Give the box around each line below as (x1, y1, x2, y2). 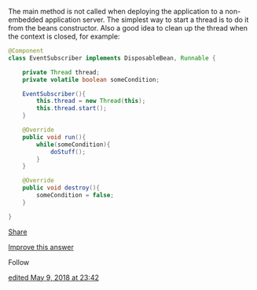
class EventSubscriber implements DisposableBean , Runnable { (8, 54, 216, 62)
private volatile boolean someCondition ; (22, 75, 160, 83)
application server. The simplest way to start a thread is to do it (44, 15, 249, 24)
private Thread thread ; (22, 68, 101, 76)
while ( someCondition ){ (36, 141, 111, 149)
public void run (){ (22, 133, 86, 141)
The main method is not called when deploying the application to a (8, 7, 224, 16)
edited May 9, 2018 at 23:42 (8, 273, 100, 282)
